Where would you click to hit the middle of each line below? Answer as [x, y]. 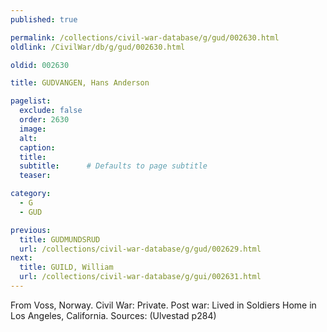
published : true [44, 19]
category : [31, 194]
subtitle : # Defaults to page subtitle [113, 166]
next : [21, 258]
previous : [31, 230]
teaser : [35, 176]
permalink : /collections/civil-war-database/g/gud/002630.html [145, 37]
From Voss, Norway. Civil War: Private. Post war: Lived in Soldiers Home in [163, 305]
